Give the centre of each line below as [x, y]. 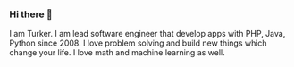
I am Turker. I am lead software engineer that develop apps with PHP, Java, [147, 34]
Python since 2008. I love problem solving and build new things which [138, 43]
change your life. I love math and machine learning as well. [117, 53]
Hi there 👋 [31, 14]
